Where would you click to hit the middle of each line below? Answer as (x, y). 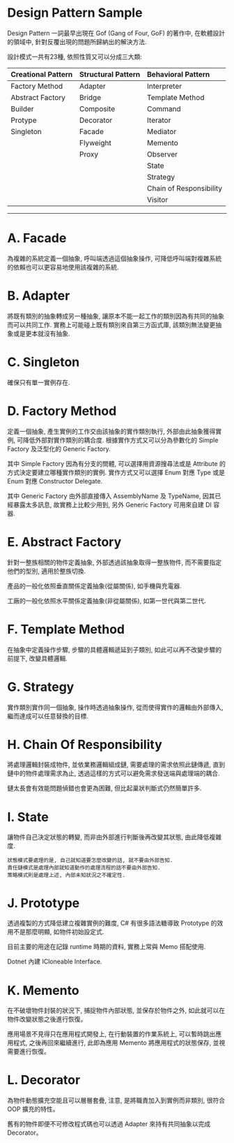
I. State (28, 817)
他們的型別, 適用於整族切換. (47, 571)
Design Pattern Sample (75, 13)
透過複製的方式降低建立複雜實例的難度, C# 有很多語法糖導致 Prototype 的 (112, 923)
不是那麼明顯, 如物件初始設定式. (58, 932)
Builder (22, 108)
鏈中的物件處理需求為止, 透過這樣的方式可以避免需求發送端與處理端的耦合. (114, 773)
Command (164, 108)
